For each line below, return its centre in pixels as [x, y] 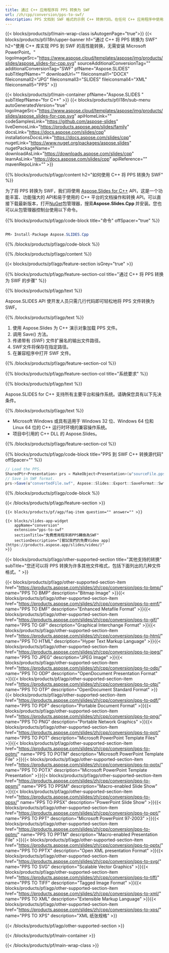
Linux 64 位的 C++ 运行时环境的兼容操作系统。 [61, 427]
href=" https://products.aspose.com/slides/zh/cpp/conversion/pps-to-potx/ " [84, 765]
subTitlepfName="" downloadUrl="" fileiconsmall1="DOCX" [67, 74]
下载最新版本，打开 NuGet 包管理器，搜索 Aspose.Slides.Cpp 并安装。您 [83, 204]
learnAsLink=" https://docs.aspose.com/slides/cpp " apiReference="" [76, 159]
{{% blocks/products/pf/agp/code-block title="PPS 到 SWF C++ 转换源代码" [84, 454]
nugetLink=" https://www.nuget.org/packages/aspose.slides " [68, 143]
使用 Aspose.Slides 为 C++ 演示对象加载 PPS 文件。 [66, 328]
